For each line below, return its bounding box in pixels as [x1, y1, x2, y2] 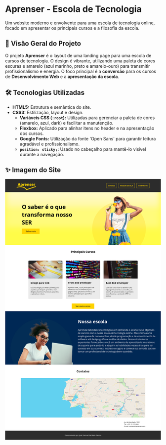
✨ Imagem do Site [5, 166, 61, 174]
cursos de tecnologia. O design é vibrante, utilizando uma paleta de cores [5, 58, 156, 64]
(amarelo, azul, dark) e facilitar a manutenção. [19, 120, 114, 126]
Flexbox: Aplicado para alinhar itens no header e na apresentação [19, 125, 155, 131]
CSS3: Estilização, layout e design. [12, 109, 83, 115]
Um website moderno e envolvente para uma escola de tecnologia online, [5, 20, 155, 26]
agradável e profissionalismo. [19, 141, 80, 147]
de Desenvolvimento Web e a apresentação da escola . [5, 73, 120, 80]
